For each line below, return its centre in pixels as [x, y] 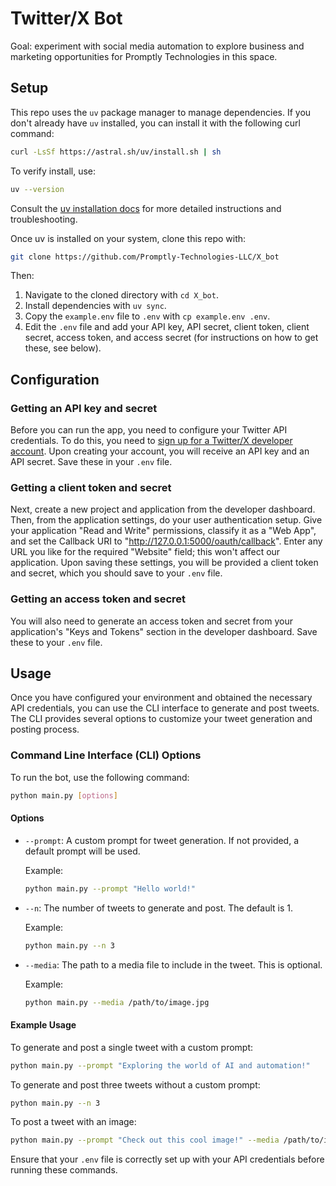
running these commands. [64, 1170]
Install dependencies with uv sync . [95, 306]
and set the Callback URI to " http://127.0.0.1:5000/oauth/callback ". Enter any [166, 541]
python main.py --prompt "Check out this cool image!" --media [145, 1140]
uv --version [37, 189]
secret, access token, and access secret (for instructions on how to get [171, 338]
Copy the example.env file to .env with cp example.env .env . [147, 316]
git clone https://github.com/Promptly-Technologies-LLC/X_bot [145, 257]
